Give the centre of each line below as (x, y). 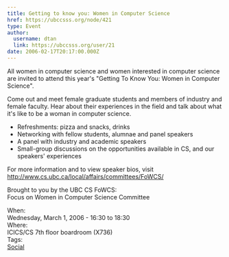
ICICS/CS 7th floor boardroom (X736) (60, 232)
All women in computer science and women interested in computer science (113, 71)
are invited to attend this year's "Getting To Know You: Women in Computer (113, 78)
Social (16, 247)
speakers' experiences (49, 156)
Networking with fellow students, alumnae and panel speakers (105, 134)
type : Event (24, 26)
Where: (17, 225)
